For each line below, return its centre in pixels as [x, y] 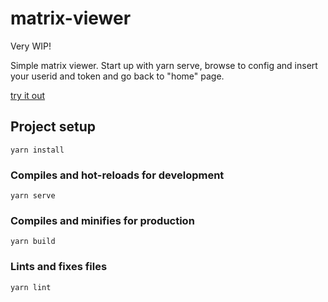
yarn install [37, 150]
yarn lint [31, 287]
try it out [28, 95]
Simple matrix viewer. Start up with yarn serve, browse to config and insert [164, 65]
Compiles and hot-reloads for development [117, 175]
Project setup [53, 127]
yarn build [33, 242]
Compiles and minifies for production [102, 220]
